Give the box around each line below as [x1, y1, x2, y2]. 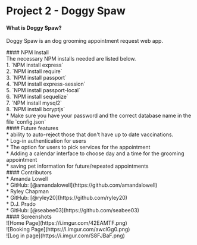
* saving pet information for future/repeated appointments [6, 162, 149, 170]
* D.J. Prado [6, 200, 36, 208]
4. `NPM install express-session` [6, 80, 86, 87]
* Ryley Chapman [6, 188, 49, 195]
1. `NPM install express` [6, 61, 64, 69]
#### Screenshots [6, 213, 52, 221]
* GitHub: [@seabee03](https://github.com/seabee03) [6, 207, 140, 214]
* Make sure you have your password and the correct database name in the [6, 112, 192, 120]
